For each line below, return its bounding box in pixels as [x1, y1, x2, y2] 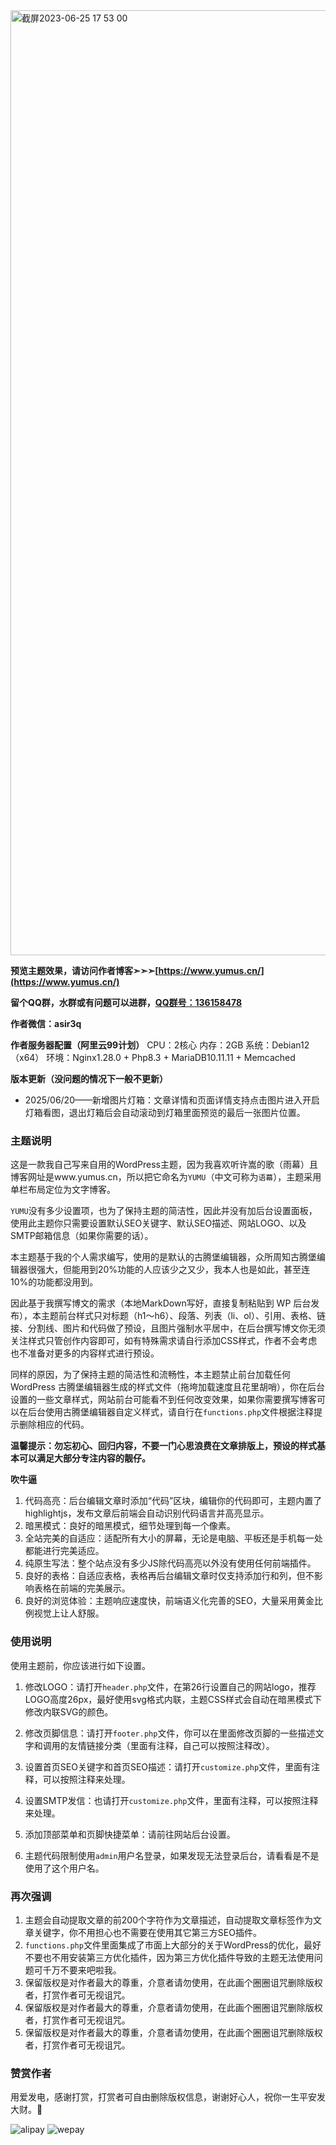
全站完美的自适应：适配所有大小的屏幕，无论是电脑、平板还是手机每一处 [24, 1532, 323, 1544]
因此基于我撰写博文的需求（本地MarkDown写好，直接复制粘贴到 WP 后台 [10, 1297, 312, 1309]
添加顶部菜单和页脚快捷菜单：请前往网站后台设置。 [24, 1828, 236, 1840]
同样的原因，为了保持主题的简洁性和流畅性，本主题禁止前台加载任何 [10, 1369, 291, 1381]
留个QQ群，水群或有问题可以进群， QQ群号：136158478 [10, 997, 243, 1008]
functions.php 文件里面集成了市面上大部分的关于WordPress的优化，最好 [24, 1939, 322, 1951]
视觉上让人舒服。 [33, 1607, 105, 1619]
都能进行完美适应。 [24, 1545, 105, 1557]
